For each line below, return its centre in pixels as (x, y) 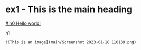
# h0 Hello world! (23, 23)
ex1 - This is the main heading (69, 9)
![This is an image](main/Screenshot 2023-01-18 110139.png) (71, 42)
